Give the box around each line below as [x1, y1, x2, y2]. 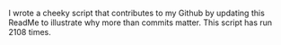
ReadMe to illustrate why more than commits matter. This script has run [8, 17, 273, 28]
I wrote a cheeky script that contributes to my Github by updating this [8, 8, 266, 18]
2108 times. [8, 27, 51, 37]
